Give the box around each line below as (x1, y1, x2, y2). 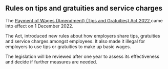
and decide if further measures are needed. (5, 58, 97, 65)
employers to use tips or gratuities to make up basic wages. (5, 43, 132, 50)
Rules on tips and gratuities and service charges (5, 4, 163, 13)
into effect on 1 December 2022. (5, 23, 74, 29)
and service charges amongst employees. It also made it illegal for (5, 38, 145, 44)
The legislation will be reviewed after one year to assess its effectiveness (5, 53, 160, 59)
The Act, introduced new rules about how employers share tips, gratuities (5, 32, 160, 39)
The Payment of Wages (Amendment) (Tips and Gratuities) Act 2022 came (5, 17, 163, 23)
